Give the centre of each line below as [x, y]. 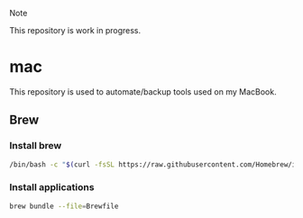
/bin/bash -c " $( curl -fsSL [62, 164]
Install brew [36, 146]
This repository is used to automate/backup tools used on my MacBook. [143, 91]
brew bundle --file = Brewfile [64, 206]
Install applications [52, 187]
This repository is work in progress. [75, 30]
